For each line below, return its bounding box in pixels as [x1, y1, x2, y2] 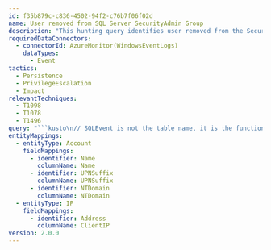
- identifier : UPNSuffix [29, 169, 114, 177]
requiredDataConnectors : [8, 34, 92, 43]
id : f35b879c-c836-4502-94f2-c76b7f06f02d [8, 11, 153, 20]
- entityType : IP [15, 199, 74, 207]
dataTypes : [23, 49, 60, 57]
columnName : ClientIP [37, 222, 110, 230]
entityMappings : [8, 131, 63, 140]
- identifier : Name [29, 154, 95, 162]
